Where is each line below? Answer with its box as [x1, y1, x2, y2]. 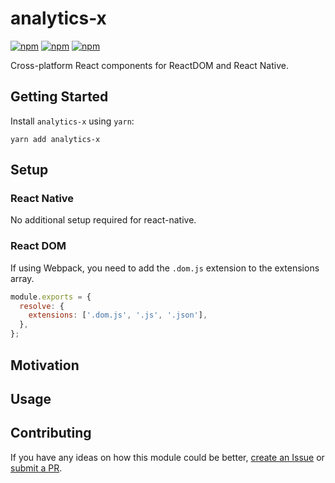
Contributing [10, 425, 92, 442]
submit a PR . [10, 462, 63, 474]
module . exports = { [10, 292, 92, 302]
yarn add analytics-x [10, 134, 101, 144]
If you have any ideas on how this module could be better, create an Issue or [10, 451, 325, 463]
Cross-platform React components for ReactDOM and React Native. [10, 59, 289, 71]
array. [10, 272, 35, 284]
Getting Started [10, 88, 109, 106]
